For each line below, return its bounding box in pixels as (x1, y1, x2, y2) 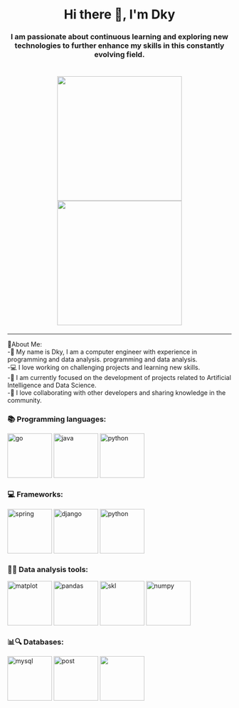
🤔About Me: (7, 340, 43, 349)
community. (7, 396, 42, 405)
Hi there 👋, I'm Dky (63, 6, 176, 23)
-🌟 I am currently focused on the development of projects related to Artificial (7, 374, 231, 382)
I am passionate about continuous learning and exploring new (10, 32, 229, 42)
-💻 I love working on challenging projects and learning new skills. (7, 363, 201, 372)
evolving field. (94, 50, 145, 60)
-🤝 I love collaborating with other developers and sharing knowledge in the (7, 389, 226, 397)
